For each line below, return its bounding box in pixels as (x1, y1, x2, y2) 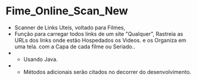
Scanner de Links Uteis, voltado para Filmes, (14, 24, 126, 31)
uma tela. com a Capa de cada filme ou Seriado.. (14, 43, 136, 50)
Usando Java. (23, 56, 58, 63)
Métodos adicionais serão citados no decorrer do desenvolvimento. (23, 68, 192, 75)
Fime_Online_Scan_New (5, 4, 128, 18)
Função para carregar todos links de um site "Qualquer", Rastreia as (14, 30, 183, 37)
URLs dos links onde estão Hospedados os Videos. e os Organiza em (14, 36, 187, 44)
